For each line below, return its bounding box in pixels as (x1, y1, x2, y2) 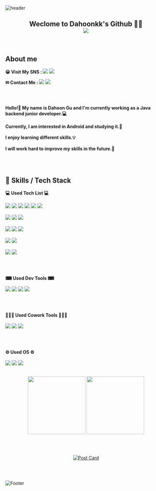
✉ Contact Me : (5, 80, 38, 86)
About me (5, 54, 37, 63)
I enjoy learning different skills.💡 (5, 134, 76, 141)
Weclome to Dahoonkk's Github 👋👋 (29, 20, 143, 28)
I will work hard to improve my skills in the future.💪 (5, 146, 115, 152)
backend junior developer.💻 (5, 111, 67, 117)
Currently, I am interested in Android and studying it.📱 (5, 123, 123, 130)
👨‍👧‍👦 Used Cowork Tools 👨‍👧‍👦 (5, 312, 68, 318)
